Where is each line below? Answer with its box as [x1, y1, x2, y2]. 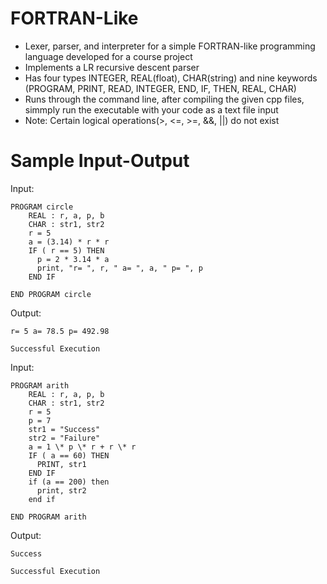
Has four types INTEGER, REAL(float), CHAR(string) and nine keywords [24, 72, 318, 84]
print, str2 [36, 485, 87, 496]
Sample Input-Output [10, 150, 190, 172]
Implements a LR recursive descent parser [24, 61, 200, 73]
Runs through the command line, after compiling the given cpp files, [24, 93, 305, 105]
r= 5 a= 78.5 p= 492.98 [10, 326, 110, 336]
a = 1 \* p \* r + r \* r [28, 442, 137, 452]
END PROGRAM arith [10, 512, 87, 522]
